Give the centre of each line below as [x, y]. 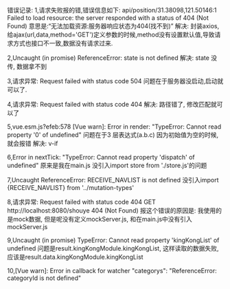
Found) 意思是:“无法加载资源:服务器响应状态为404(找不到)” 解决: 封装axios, [113, 26]
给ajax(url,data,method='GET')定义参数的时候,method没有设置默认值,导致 [111, 34]
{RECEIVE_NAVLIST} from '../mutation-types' [71, 188]
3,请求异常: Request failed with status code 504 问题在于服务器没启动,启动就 [115, 81]
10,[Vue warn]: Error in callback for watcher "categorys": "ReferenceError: [112, 271]
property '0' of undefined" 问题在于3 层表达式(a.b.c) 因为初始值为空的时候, [113, 135]
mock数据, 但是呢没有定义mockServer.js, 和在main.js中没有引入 [102, 219]
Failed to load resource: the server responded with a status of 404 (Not [108, 18]
